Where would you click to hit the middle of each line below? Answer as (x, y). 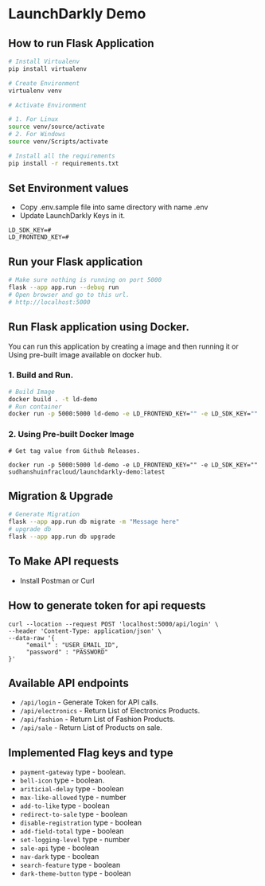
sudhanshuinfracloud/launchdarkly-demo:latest (87, 472)
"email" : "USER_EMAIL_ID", (72, 645)
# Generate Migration (44, 514)
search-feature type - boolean (70, 865)
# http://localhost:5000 (49, 302)
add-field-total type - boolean (72, 831)
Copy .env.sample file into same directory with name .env (114, 207)
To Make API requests (64, 562)
